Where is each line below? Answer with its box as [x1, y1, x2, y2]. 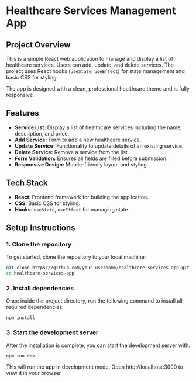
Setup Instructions [6, 223, 75, 233]
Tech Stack [6, 178, 48, 188]
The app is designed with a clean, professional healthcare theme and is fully [6, 85, 190, 92]
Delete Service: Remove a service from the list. [14, 148, 129, 155]
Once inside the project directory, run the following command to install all [6, 297, 183, 304]
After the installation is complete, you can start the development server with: [6, 342, 190, 349]
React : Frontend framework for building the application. [14, 193, 149, 200]
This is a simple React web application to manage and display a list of [6, 55, 174, 62]
